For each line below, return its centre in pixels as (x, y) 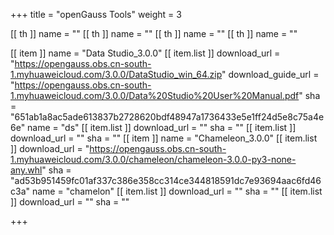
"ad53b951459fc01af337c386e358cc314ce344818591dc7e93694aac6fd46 (166, 180)
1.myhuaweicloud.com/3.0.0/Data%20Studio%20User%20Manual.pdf (155, 95)
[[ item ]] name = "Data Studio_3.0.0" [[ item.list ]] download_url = (145, 53)
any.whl (26, 170)
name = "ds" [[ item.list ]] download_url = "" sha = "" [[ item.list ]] (162, 127)
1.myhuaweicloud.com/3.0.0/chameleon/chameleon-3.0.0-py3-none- (153, 159)
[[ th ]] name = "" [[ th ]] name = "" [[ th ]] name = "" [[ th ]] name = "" (154, 33)
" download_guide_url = (270, 74)
